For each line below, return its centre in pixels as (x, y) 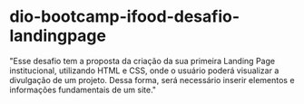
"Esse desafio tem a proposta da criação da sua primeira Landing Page (142, 61)
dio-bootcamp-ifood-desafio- (125, 17)
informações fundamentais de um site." (83, 90)
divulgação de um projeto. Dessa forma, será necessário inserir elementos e (152, 80)
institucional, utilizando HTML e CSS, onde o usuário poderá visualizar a (144, 71)
